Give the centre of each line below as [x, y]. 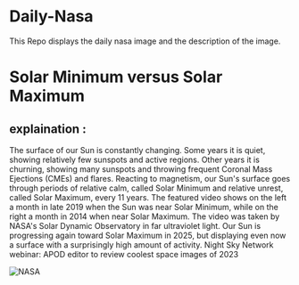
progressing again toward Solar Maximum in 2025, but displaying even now [148, 235]
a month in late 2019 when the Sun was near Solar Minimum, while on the [144, 207]
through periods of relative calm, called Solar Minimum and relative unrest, [146, 188]
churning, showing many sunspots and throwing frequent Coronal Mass [141, 169]
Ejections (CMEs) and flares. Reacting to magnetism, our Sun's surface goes [150, 178]
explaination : [48, 129]
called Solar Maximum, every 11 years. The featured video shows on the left [148, 197]
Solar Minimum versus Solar [116, 77]
